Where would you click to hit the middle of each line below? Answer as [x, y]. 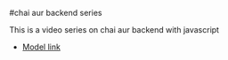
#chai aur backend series [56, 13]
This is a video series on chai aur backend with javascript [114, 30]
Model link [41, 47]
